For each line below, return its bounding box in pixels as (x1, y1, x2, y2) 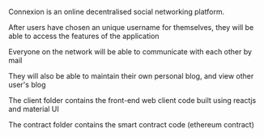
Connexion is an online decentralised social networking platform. (8, 7, 225, 16)
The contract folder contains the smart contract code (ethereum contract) (8, 120, 255, 129)
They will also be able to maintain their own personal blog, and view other (8, 71, 254, 80)
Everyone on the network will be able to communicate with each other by (8, 47, 253, 56)
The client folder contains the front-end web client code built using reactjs (8, 96, 257, 105)
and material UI (8, 105, 59, 113)
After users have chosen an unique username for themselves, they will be (8, 23, 254, 32)
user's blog (8, 80, 46, 89)
